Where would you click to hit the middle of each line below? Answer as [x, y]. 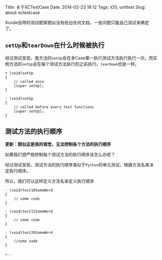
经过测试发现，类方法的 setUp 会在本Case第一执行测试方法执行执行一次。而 [79, 58]
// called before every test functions [54, 107]
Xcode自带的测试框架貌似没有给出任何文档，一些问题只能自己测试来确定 [77, 23]
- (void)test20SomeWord [29, 232]
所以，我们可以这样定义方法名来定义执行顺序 [50, 181]
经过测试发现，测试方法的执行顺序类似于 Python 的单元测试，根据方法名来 [77, 165]
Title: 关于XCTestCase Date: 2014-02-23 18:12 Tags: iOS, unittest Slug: [75, 7]
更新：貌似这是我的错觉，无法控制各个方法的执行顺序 [58, 144]
